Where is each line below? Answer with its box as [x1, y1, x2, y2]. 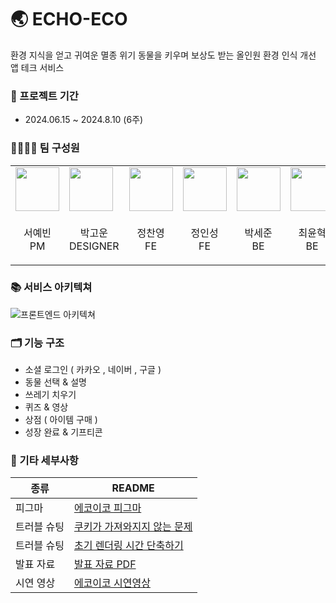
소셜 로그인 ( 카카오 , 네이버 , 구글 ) [24, 364, 162, 376]
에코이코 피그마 [73, 501, 142, 515]
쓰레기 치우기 [24, 389, 77, 401]
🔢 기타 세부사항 [10, 454, 79, 468]
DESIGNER [69, 239, 120, 253]
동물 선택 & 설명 [24, 376, 87, 388]
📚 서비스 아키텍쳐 [10, 281, 93, 295]
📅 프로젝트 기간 [10, 89, 79, 103]
